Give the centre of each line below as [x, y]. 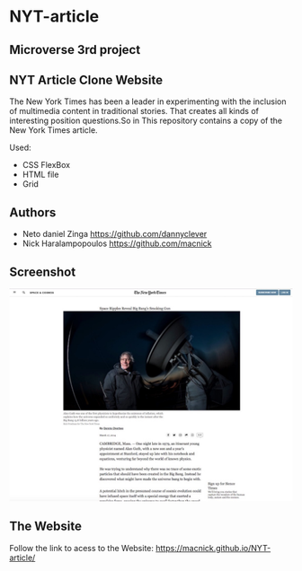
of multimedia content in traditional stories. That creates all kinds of [134, 111]
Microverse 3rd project [75, 50]
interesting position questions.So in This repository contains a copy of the [146, 121]
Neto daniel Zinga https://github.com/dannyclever [115, 234]
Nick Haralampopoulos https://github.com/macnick [117, 243]
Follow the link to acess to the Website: [82, 548]
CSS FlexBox [46, 165]
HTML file [40, 175]
